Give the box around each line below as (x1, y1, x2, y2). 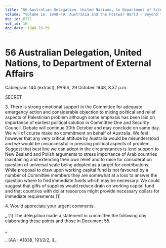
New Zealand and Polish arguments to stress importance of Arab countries (5, 151, 157, 157)
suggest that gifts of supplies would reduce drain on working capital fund (5, 183, 155, 189)
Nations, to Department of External (5, 58, 152, 69)
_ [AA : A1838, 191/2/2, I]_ (5, 237, 57, 243)
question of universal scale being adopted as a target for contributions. (5, 162, 150, 168)
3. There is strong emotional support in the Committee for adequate (5, 104, 143, 110)
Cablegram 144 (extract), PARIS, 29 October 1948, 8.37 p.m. (5, 85, 127, 91)
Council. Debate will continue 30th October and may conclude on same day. (5, 125, 161, 131)
